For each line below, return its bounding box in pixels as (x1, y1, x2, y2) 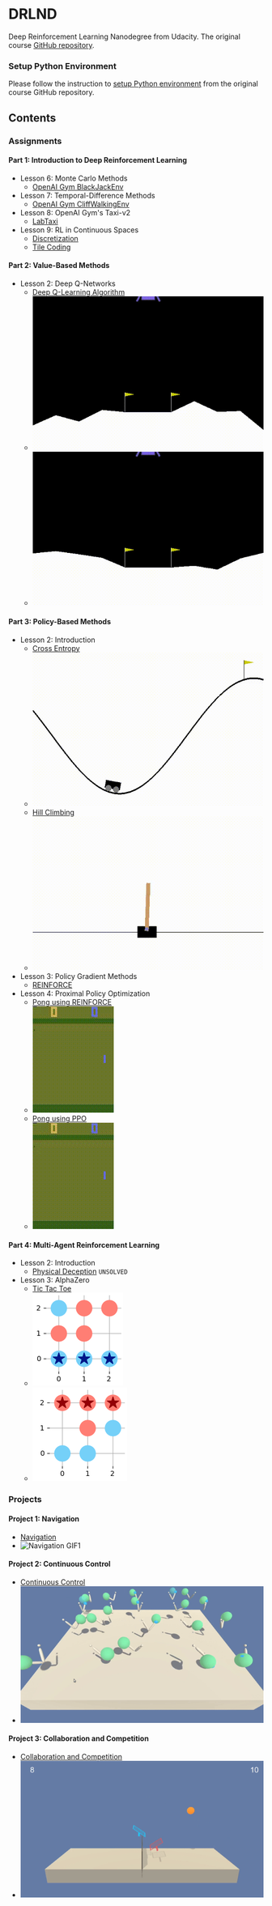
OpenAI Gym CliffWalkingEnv (32, 199, 130, 209)
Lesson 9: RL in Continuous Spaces (19, 224, 139, 235)
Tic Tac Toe (32, 1284, 72, 1294)
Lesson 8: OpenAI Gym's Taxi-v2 (19, 207, 131, 217)
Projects (8, 1494, 42, 1505)
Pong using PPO (32, 1114, 87, 1124)
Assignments (8, 135, 62, 147)
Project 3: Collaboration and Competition (8, 1734, 150, 1743)
